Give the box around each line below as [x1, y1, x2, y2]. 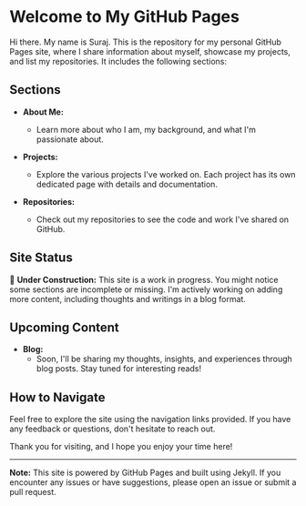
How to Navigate [9, 390, 107, 405]
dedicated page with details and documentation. [36, 178, 219, 189]
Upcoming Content [9, 319, 120, 335]
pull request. [9, 487, 56, 498]
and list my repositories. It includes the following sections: [9, 56, 228, 66]
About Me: [22, 106, 64, 117]
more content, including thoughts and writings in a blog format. [9, 293, 246, 304]
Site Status [9, 250, 73, 266]
